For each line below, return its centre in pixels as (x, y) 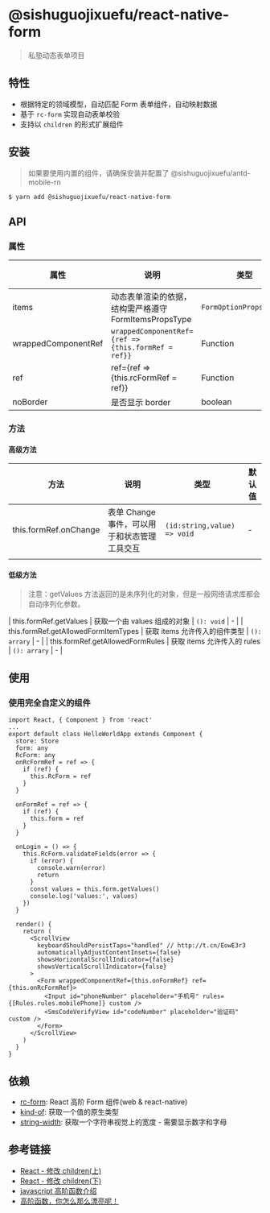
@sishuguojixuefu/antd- (211, 173)
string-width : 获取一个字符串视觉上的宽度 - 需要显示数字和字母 (123, 1122)
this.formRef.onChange (56, 530)
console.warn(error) (72, 868)
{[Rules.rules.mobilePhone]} (57, 1004)
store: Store (37, 741)
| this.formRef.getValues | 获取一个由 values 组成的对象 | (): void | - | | (126, 621)
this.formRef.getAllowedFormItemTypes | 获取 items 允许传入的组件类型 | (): (135, 631)
